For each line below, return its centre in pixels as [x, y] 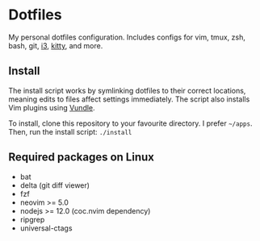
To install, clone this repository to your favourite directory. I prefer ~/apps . [130, 123]
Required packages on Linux [82, 158]
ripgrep [32, 219]
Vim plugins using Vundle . [52, 107]
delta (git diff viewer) [55, 185]
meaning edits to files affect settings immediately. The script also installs [129, 99]
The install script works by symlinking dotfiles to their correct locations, [127, 90]
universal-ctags [46, 228]
